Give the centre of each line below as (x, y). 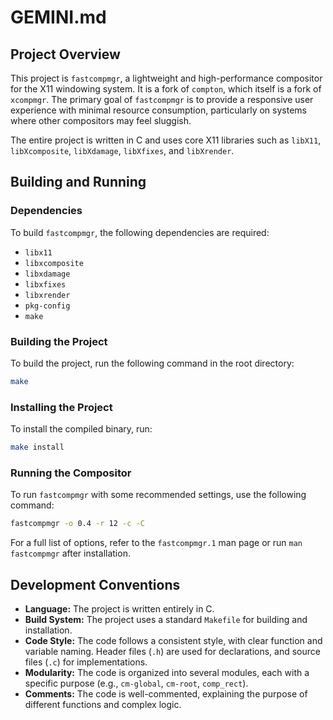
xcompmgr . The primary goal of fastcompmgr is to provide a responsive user (162, 99)
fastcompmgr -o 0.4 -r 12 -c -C (77, 524)
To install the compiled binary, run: (81, 429)
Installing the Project (61, 407)
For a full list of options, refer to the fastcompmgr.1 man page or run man (156, 543)
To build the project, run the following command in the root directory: (152, 363)
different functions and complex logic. (103, 705)
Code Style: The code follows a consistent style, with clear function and (173, 641)
